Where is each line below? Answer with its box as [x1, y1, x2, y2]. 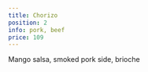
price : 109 [8, 33, 44, 41]
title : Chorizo [8, 11, 58, 20]
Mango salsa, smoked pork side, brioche [8, 55, 140, 64]
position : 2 [8, 19, 47, 27]
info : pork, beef [8, 26, 65, 34]
